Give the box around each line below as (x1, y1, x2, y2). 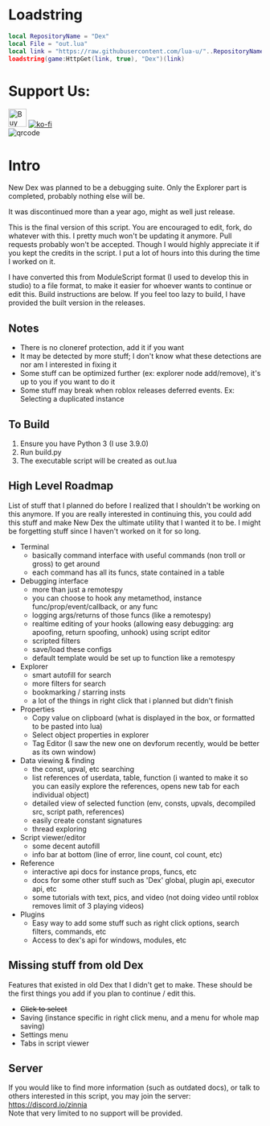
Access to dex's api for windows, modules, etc (31, 935, 187, 945)
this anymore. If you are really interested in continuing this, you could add (8, 509, 252, 518)
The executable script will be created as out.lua (19, 456, 178, 465)
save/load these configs (31, 644, 112, 654)
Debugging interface (19, 575, 89, 585)
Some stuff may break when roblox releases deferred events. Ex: (19, 386, 235, 395)
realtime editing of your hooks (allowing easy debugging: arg (31, 618, 235, 629)
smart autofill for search (31, 670, 112, 679)
